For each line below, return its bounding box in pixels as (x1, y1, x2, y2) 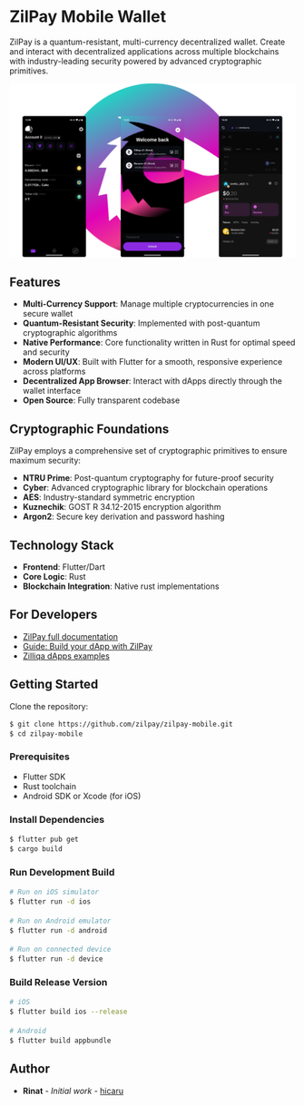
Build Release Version (9, 975, 108, 988)
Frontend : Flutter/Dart (22, 562, 106, 572)
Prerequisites (9, 750, 70, 763)
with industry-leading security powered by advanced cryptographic (9, 55, 262, 66)
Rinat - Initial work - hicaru (22, 1085, 124, 1096)
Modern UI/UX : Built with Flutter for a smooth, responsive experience (22, 357, 283, 367)
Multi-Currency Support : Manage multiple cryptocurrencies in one (22, 298, 275, 309)
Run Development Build (9, 865, 115, 878)
